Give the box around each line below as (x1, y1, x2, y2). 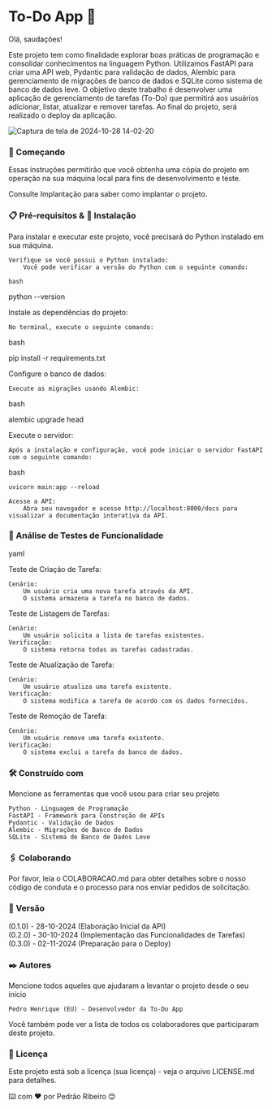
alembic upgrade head (8, 414, 84, 424)
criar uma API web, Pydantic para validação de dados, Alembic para (8, 67, 235, 76)
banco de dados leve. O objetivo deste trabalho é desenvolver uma (8, 84, 233, 94)
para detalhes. (8, 1076, 57, 1085)
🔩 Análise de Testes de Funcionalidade (8, 530, 164, 541)
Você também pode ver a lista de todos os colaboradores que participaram (8, 1020, 260, 1029)
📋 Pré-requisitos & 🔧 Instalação (8, 210, 136, 222)
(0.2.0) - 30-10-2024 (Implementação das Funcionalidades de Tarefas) (8, 929, 246, 939)
